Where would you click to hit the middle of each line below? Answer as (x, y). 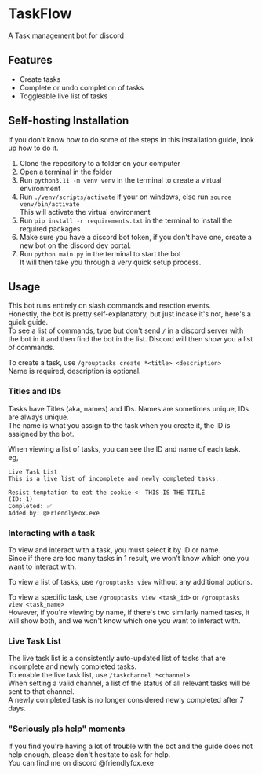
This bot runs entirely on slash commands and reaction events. (110, 306)
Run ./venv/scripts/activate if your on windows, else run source (125, 197)
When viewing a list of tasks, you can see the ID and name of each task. (124, 448)
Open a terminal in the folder (65, 172)
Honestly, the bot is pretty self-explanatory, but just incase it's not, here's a (129, 314)
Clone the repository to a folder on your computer (100, 163)
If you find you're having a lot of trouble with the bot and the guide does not (131, 746)
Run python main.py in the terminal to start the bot (100, 253)
